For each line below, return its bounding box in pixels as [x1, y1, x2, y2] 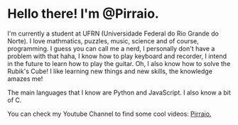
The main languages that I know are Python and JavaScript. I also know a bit [7, 88, 231, 97]
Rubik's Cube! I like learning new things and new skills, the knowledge [7, 67, 213, 75]
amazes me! [7, 74, 43, 83]
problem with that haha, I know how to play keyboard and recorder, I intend [7, 52, 227, 60]
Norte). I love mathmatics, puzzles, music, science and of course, [7, 36, 199, 45]
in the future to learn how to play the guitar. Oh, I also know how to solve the [7, 59, 231, 67]
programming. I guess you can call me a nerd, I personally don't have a [7, 44, 215, 53]
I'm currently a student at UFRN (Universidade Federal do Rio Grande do [7, 29, 219, 38]
